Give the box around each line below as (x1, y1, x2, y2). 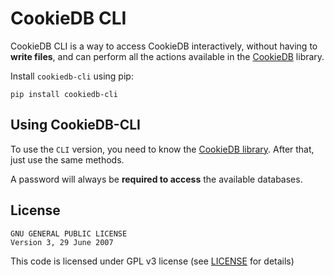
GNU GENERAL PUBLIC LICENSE (10, 228, 128, 239)
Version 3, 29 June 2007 (10, 237, 114, 247)
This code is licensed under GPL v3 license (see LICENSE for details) (10, 255, 295, 267)
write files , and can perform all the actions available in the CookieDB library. (10, 50, 325, 62)
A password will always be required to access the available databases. (10, 173, 303, 185)
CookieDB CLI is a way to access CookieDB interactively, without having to (10, 40, 318, 52)
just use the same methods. (10, 153, 125, 166)
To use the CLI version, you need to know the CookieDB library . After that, (10, 143, 315, 155)
